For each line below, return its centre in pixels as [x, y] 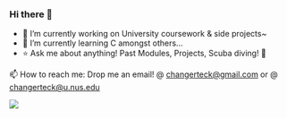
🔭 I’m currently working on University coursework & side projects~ [144, 34]
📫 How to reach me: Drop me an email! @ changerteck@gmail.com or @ [144, 74]
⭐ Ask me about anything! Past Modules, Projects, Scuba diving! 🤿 [144, 54]
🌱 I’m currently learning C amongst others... [102, 43]
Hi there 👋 [31, 14]
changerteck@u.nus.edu [55, 88]
